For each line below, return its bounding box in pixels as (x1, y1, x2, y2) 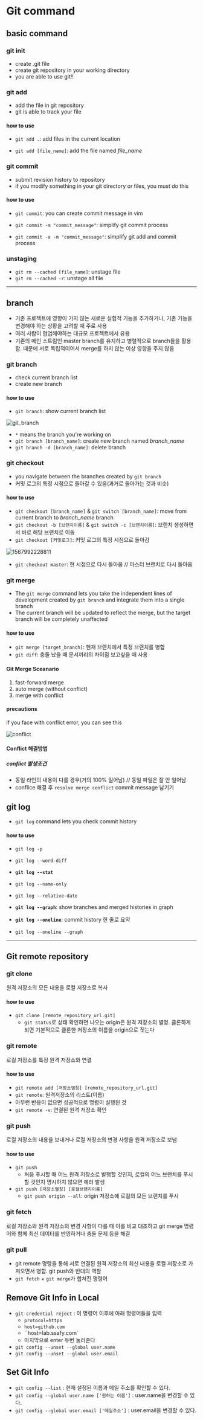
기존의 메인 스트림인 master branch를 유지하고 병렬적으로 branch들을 (14, 337, 180, 344)
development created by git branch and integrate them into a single (14, 596, 185, 603)
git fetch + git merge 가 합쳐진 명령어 (14, 1274, 108, 1282)
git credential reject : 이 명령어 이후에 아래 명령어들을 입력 (14, 1309, 162, 1317)
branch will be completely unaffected (14, 615, 108, 623)
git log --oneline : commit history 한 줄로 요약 (14, 916, 130, 924)
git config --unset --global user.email (14, 1351, 118, 1357)
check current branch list (14, 374, 78, 381)
